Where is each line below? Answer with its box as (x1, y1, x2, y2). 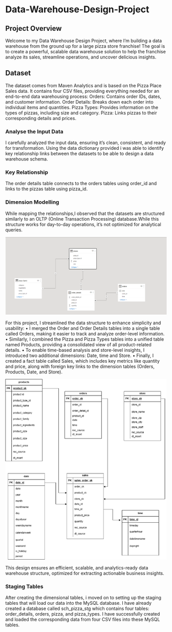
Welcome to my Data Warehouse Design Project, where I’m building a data (5, 37, 162, 44)
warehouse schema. (5, 156, 48, 162)
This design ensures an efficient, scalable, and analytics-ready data (5, 565, 148, 571)
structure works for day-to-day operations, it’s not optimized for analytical (5, 221, 161, 227)
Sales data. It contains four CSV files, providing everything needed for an (5, 88, 160, 94)
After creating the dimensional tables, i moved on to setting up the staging (5, 595, 162, 601)
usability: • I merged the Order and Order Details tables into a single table (5, 325, 160, 331)
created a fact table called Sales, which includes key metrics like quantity (5, 358, 160, 364)
